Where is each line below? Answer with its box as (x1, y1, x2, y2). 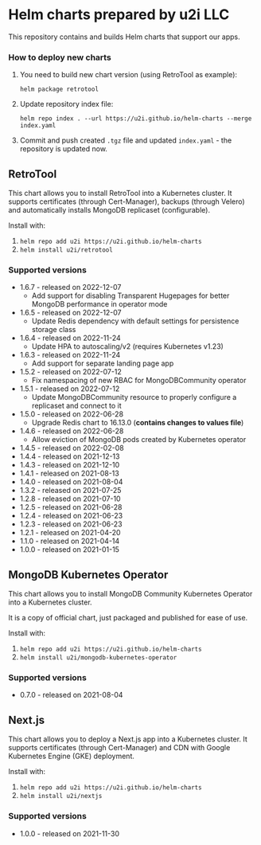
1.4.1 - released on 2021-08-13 (19, 468, 119, 479)
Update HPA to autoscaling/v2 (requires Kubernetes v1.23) (31, 342, 224, 351)
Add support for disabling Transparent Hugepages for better (31, 291, 230, 300)
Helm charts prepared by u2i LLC (8, 6, 230, 24)
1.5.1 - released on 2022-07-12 (19, 384, 120, 393)
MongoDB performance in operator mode (31, 299, 168, 309)
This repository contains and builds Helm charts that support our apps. (8, 32, 240, 41)
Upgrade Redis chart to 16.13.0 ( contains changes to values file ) (31, 418, 244, 428)
